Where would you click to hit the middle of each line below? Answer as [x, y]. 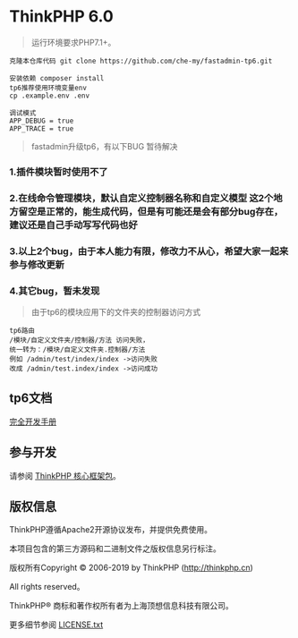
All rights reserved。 [47, 587]
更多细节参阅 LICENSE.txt [56, 625]
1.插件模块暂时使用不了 [59, 172]
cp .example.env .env [50, 96]
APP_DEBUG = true [42, 121]
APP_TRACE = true [42, 128]
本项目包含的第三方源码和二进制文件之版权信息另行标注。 [115, 549]
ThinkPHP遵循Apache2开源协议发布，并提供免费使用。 [111, 530]
